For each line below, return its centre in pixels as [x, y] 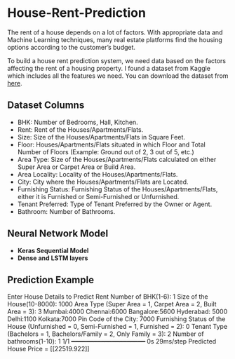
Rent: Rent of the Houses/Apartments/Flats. [80, 129]
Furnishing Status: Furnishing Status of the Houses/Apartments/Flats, [117, 189]
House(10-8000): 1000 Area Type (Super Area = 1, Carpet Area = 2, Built [112, 304]
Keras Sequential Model [53, 250]
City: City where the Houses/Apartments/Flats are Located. [103, 182]
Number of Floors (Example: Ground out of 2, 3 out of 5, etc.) [106, 151]
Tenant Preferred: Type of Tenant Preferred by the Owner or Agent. [115, 204]
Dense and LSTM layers [53, 258]
